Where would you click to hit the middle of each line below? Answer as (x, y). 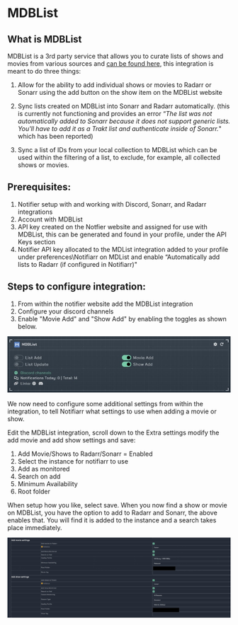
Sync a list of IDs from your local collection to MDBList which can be (117, 150)
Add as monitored (44, 469)
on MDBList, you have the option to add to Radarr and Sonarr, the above (112, 513)
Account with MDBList (50, 219)
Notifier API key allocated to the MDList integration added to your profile (123, 249)
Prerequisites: (39, 187)
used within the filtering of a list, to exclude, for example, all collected (119, 157)
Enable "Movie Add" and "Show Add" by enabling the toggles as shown (122, 319)
